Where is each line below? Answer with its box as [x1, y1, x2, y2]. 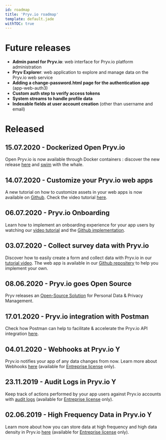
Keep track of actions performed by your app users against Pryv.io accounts [5, 391, 161, 397]
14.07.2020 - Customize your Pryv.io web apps [5, 176, 153, 184]
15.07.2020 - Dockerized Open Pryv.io [5, 143, 125, 152]
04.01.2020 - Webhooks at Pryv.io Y [5, 345, 120, 353]
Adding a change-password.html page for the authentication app [12, 80, 150, 86]
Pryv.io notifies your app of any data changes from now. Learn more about [5, 358, 157, 364]
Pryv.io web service [12, 75, 53, 81]
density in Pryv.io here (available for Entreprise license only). [5, 429, 129, 435]
